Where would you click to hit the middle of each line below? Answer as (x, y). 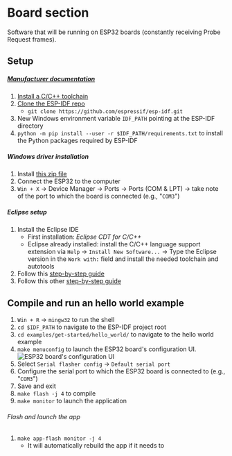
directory (30, 126)
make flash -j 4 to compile (56, 394)
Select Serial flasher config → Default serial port (94, 364)
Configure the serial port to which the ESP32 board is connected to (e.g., (121, 371)
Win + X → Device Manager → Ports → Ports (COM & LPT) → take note (118, 189)
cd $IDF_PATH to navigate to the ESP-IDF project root (92, 327)
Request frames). (32, 39)
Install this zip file (42, 174)
